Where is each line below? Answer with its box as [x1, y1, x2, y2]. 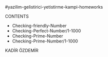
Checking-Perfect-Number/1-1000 [12, 28, 81, 33]
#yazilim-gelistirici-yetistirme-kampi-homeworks [5, 4, 103, 10]
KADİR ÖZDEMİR [5, 48, 39, 53]
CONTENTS [5, 14, 29, 19]
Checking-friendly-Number [12, 23, 67, 28]
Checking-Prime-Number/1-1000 [12, 38, 78, 44]
